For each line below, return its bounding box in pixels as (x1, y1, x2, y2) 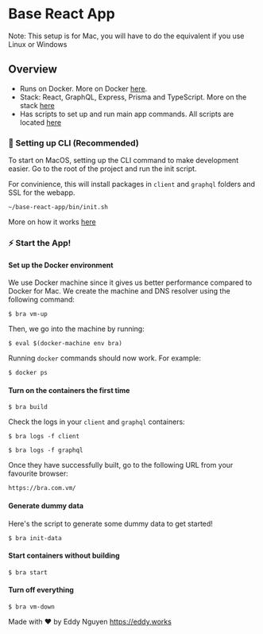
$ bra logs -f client (8, 433, 80, 441)
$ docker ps (8, 369, 48, 377)
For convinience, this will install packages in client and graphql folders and (8, 180, 256, 189)
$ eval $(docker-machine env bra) (8, 340, 123, 348)
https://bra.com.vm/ (8, 484, 77, 492)
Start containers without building (8, 550, 121, 561)
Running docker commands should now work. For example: (8, 353, 201, 363)
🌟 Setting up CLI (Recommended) (8, 137, 139, 148)
